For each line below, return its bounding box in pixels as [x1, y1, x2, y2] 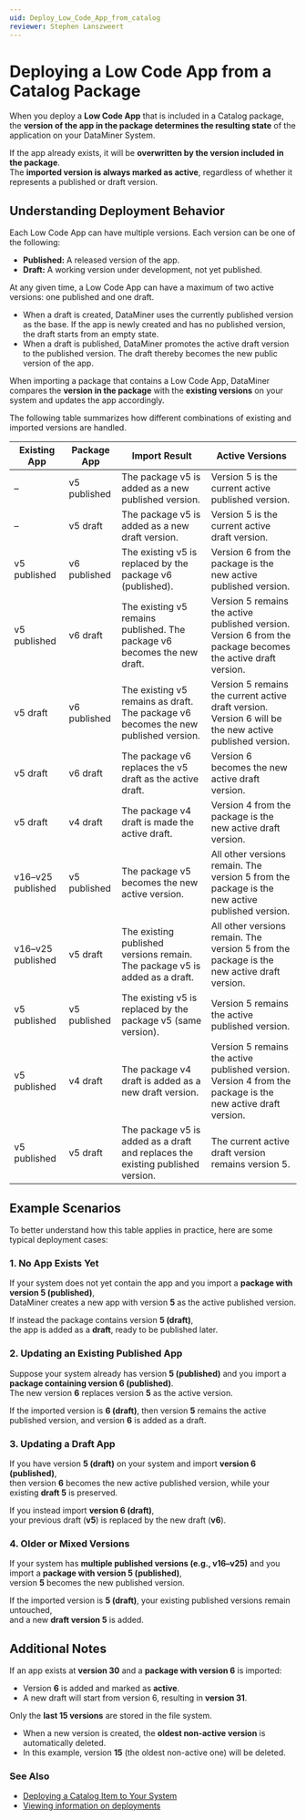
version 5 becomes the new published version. [9, 1577, 185, 1588]
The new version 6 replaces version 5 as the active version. [9, 1387, 234, 1398]
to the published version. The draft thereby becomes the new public [22, 348, 278, 359]
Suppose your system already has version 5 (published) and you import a [9, 1368, 287, 1379]
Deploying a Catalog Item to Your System [22, 1791, 178, 1802]
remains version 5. [210, 1158, 291, 1171]
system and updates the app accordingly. [9, 395, 166, 406]
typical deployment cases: [9, 1235, 108, 1246]
